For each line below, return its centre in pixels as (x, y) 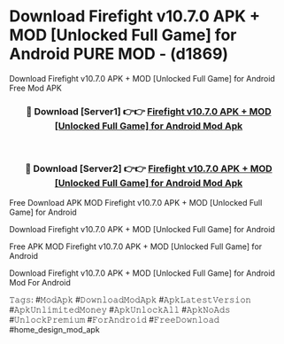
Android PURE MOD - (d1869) (119, 54)
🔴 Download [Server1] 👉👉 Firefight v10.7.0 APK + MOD (149, 111)
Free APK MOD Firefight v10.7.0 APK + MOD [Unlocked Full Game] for (136, 246)
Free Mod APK (35, 88)
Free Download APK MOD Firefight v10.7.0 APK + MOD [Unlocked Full (136, 202)
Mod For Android (40, 282)
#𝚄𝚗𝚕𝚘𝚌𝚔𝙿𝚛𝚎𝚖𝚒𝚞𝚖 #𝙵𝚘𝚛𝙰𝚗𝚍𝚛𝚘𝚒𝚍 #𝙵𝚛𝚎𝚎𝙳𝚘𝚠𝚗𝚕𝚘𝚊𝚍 (114, 319)
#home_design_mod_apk (54, 329)
